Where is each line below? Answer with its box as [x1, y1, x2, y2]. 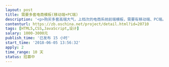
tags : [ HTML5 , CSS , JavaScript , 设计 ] [5, 26, 79, 31]
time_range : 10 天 [5, 49, 44, 54]
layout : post [5, 7, 33, 13]
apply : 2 [5, 45, 24, 50]
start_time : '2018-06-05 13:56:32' [5, 40, 81, 45]
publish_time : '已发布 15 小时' [5, 36, 70, 41]
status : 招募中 [5, 54, 35, 59]
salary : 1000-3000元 [5, 31, 48, 36]
